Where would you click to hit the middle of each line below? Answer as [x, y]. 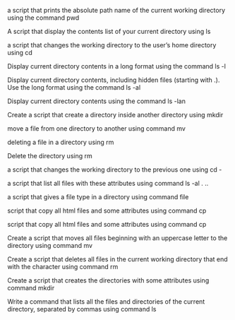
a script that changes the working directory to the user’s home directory [112, 45]
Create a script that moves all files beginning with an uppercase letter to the [117, 238]
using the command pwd [43, 18]
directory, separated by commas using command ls [82, 309]
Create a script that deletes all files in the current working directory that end [117, 259]
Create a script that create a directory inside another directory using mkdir [115, 115]
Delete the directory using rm [50, 156]
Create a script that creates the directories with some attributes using [108, 280]
